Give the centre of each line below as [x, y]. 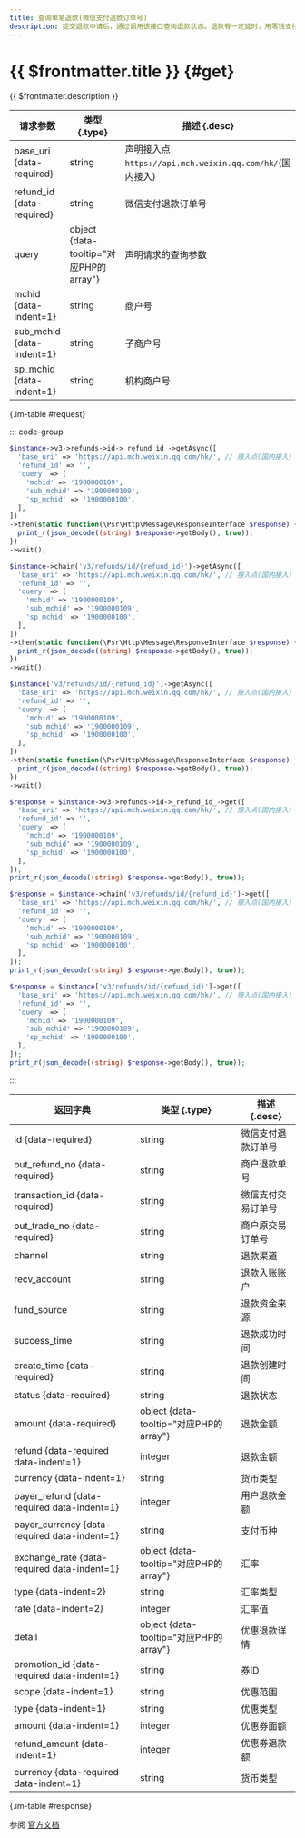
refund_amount [46, 1744]
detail [26, 1636]
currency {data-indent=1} [69, 1477]
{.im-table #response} [51, 1805]
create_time [39, 1366]
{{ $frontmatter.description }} [64, 96]
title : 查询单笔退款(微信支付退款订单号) [79, 18]
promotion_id [42, 1664]
